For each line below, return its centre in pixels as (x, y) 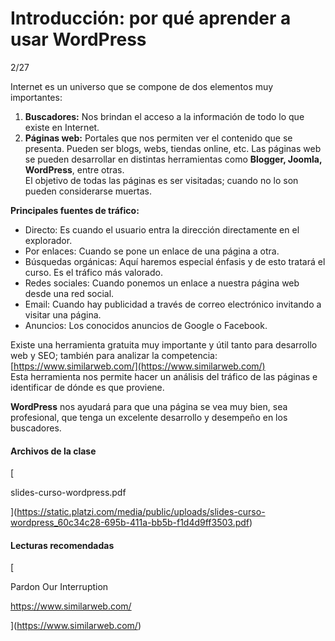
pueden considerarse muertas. (88, 191)
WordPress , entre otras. (74, 169)
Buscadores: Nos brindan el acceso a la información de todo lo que (164, 116)
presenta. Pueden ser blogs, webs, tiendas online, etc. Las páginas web (173, 148)
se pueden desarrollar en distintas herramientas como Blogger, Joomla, (173, 159)
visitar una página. (63, 314)
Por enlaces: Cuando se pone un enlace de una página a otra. (152, 251)
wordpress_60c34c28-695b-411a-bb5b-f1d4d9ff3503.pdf (130, 523)
